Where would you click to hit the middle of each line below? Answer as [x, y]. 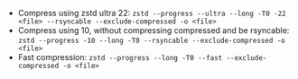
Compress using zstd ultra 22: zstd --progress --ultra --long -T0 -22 [152, 13]
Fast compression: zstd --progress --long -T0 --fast [120, 57]
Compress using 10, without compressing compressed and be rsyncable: [154, 30]
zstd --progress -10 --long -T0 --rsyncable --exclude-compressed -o [152, 40]
